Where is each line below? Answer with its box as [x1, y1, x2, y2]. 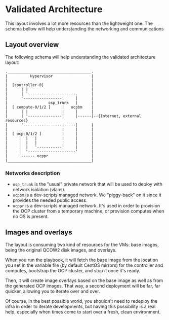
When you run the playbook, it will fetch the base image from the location [5, 257, 158, 263]
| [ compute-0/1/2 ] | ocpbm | [5, 104, 94, 110]
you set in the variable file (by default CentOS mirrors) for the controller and [5, 262, 163, 268]
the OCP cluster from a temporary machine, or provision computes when [12, 208, 164, 214]
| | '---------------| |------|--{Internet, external [5, 113, 142, 119]
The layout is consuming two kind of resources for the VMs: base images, [5, 241, 159, 247]
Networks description [5, 169, 60, 176]
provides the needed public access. [12, 197, 88, 203]
